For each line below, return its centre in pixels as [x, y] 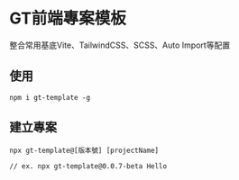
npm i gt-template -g [50, 97]
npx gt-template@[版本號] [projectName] [84, 150]
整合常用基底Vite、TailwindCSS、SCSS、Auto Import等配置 [120, 45]
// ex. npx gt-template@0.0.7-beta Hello [88, 166]
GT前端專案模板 [68, 18]
